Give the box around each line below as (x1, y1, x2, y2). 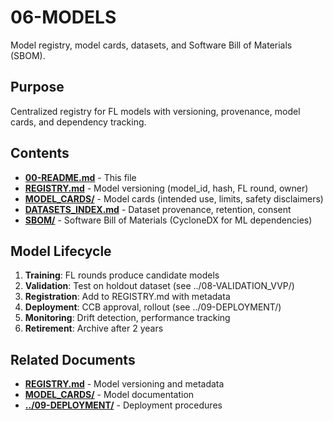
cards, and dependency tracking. (10, 116, 147, 128)
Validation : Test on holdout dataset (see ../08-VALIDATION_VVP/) (24, 280, 295, 292)
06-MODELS (10, 6, 117, 29)
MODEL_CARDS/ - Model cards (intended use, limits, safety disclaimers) (24, 192, 324, 205)
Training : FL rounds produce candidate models (24, 269, 220, 281)
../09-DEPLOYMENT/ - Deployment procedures (24, 399, 223, 411)
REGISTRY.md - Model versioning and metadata (24, 378, 225, 390)
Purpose (10, 79, 65, 96)
